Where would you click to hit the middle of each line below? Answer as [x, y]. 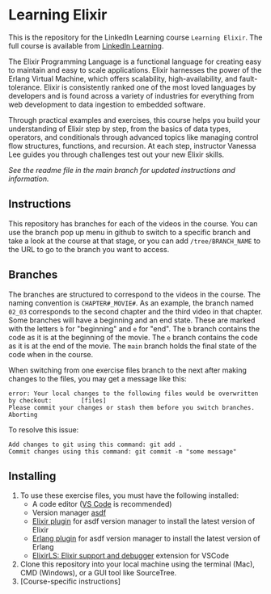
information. [29, 179]
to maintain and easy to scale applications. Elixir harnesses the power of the [135, 70]
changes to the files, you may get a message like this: [98, 378]
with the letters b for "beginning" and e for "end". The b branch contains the [134, 328]
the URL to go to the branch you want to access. [89, 249]
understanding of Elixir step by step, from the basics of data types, [120, 128]
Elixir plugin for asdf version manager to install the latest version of [144, 521]
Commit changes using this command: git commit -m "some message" [123, 451]
